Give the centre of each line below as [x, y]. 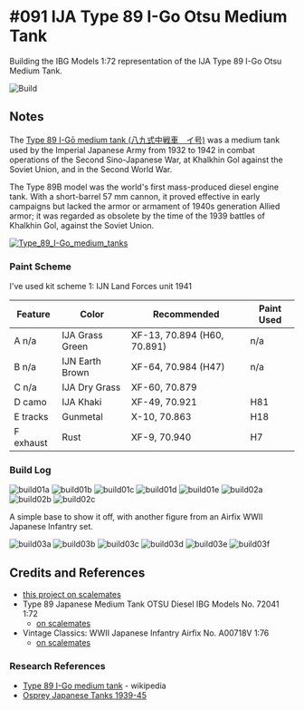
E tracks [31, 417]
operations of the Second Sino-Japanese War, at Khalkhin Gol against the [146, 160]
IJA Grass [82, 336]
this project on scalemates [72, 595]
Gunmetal [83, 417]
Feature [34, 315]
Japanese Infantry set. [51, 527]
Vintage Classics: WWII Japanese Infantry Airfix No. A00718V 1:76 [146, 633]
